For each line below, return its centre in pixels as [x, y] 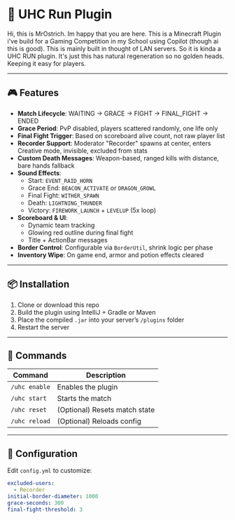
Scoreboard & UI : [42, 217]
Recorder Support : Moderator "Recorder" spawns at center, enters [114, 143]
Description [106, 376]
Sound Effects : [39, 173]
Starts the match [84, 399]
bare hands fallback [46, 165]
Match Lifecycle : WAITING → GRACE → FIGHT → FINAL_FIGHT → [113, 113]
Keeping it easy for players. [47, 63]
